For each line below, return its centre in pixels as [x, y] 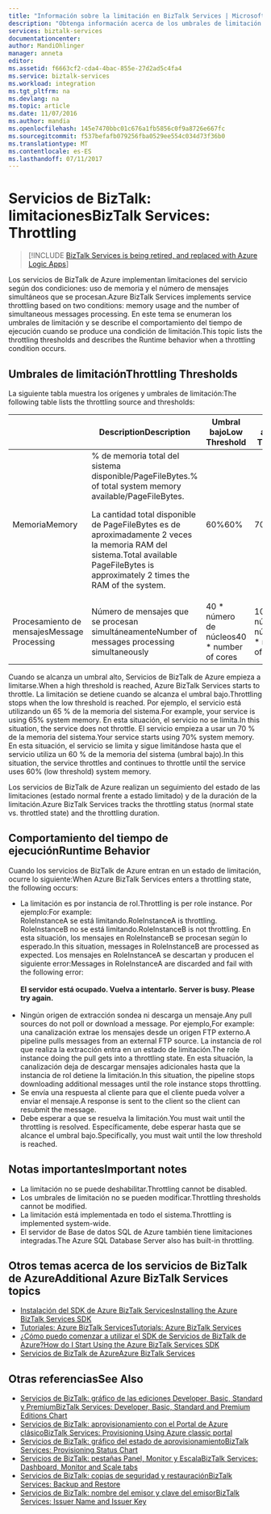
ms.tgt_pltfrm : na [39, 91]
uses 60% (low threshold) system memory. [80, 772]
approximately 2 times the [141, 575]
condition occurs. [38, 349]
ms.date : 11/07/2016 [43, 114]
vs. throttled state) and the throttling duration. [84, 813]
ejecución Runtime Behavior [79, 851]
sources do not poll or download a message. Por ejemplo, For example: [138, 1023]
